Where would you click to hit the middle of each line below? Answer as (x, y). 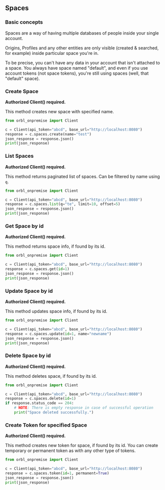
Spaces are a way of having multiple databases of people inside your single (82, 33)
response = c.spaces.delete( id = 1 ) (41, 399)
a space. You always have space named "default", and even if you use (77, 68)
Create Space (22, 91)
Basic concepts (24, 22)
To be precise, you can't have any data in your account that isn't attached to (83, 63)
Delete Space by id (28, 356)
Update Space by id (29, 291)
